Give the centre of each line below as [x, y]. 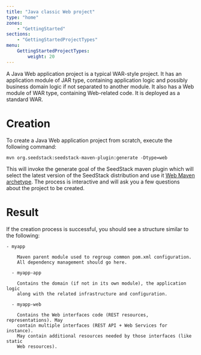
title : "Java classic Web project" [51, 12]
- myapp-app [27, 273]
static [14, 341]
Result [22, 212]
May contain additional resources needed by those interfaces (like [104, 336]
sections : [19, 34]
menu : [13, 46]
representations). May [34, 320]
